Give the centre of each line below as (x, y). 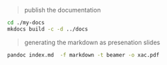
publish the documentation (62, 10)
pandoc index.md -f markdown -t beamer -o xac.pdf (83, 55)
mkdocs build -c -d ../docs (48, 29)
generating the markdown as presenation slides (92, 42)
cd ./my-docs (26, 23)
